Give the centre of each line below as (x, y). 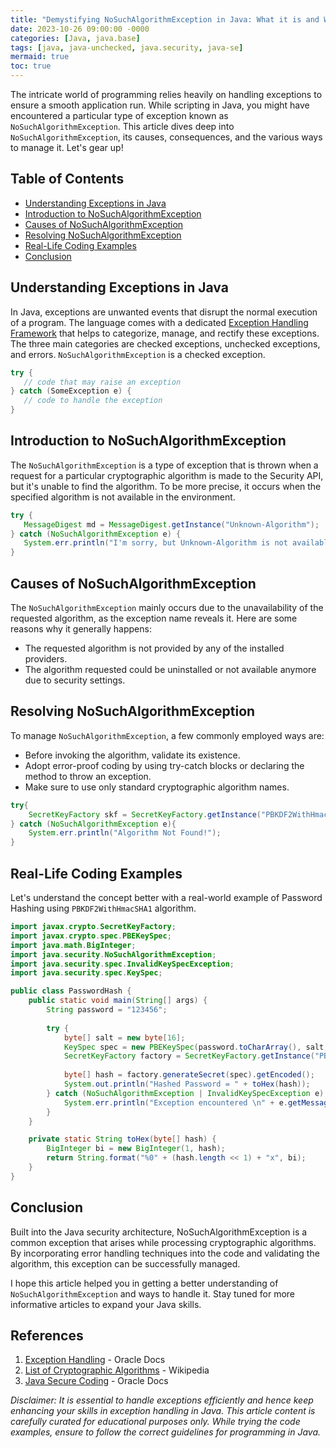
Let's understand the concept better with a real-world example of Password (166, 897)
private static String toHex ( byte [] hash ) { (122, 1139)
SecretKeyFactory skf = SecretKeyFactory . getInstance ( (145, 814)
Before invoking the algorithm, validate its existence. (132, 755)
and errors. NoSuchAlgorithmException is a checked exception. (138, 354)
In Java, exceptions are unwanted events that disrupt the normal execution (164, 312)
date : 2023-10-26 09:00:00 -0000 (80, 29)
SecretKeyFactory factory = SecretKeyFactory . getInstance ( (189, 1056)
